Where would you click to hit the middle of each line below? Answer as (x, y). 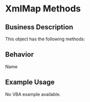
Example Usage (30, 82)
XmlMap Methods (43, 9)
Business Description (39, 27)
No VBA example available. (33, 94)
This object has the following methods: (45, 39)
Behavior (19, 54)
